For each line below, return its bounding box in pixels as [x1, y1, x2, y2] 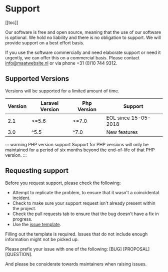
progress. [12, 216, 32, 222]
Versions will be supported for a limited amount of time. [5, 88, 119, 94]
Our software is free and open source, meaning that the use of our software [5, 29, 161, 35]
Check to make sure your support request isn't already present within [12, 200, 156, 206]
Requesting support [5, 167, 69, 175]
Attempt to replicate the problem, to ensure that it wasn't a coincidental [12, 189, 159, 195]
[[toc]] [5, 19, 18, 25]
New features [106, 128, 138, 135]
